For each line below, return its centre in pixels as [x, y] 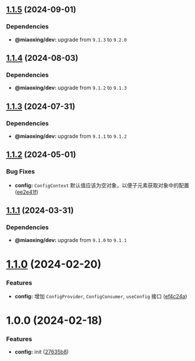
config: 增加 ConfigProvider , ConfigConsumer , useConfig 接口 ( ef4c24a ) [101, 296]
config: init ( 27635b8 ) [42, 352]
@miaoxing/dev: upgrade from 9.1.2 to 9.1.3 [71, 88]
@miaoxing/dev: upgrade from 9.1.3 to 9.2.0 [71, 39]
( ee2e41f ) [26, 192]
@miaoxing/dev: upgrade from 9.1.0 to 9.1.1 [71, 240]
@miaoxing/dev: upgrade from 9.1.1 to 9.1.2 [71, 136]
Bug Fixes [21, 172]
